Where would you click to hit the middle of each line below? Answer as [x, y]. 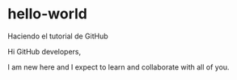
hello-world [48, 14]
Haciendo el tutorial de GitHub [58, 36]
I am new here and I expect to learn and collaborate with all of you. [118, 67]
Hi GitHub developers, [44, 51]
